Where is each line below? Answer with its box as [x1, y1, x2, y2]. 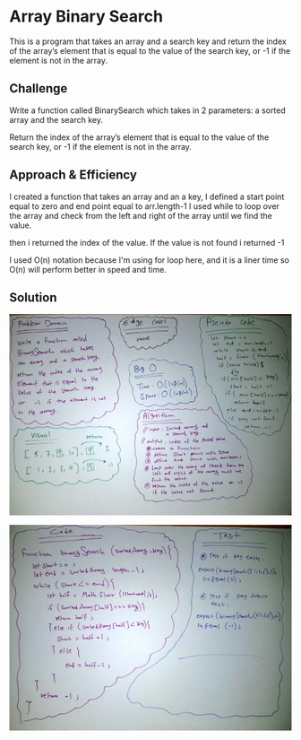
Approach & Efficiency [9, 168, 137, 183]
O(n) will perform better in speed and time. [9, 264, 168, 274]
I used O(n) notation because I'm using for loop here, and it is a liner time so [9, 254, 289, 266]
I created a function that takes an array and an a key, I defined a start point [9, 191, 285, 202]
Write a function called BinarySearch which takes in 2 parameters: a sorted [9, 105, 287, 116]
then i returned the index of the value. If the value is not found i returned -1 [9, 237, 285, 248]
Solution [9, 290, 57, 305]
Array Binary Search [9, 6, 164, 27]
